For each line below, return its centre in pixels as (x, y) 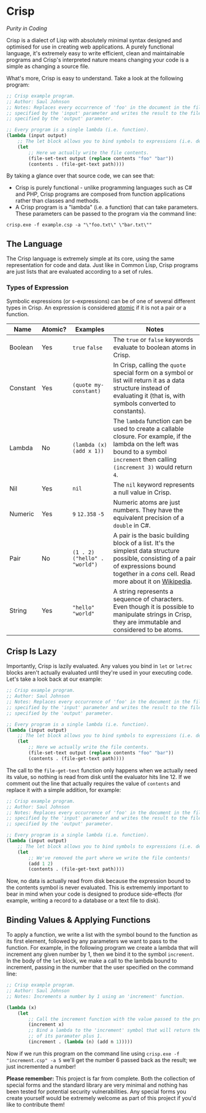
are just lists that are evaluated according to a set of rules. (80, 272)
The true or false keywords (153, 339)
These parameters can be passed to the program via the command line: (106, 214)
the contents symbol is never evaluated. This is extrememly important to (97, 888)
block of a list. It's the (144, 543)
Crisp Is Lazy (32, 651)
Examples (90, 329)
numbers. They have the (148, 510)
